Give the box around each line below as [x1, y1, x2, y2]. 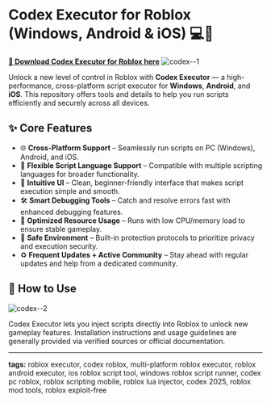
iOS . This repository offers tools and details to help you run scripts [8, 89, 230, 99]
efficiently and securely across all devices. [8, 98, 150, 107]
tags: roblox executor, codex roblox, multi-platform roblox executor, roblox [8, 359, 256, 369]
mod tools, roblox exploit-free [8, 385, 107, 395]
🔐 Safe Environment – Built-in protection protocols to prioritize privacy [19, 233, 256, 242]
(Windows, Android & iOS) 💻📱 [8, 24, 214, 43]
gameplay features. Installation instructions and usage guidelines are [8, 327, 237, 337]
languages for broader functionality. [19, 169, 140, 178]
